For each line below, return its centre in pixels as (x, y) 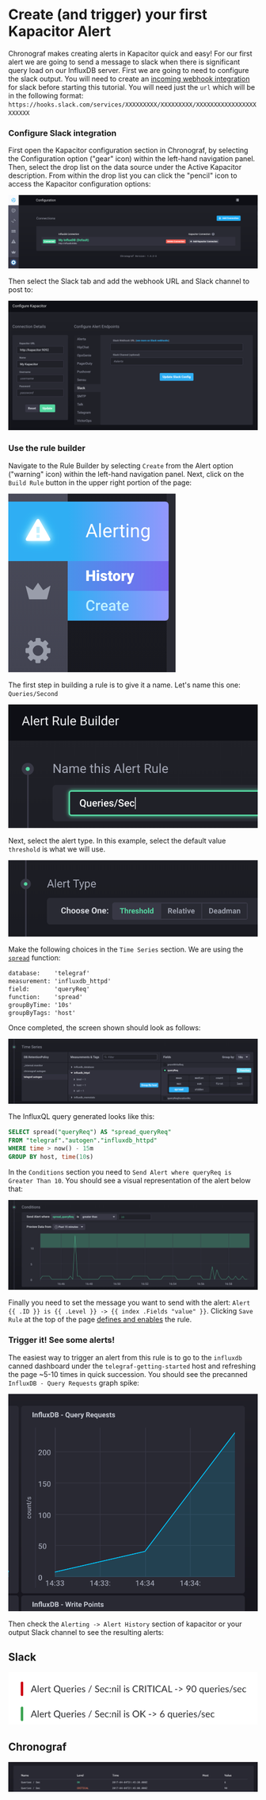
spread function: (34, 957)
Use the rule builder (47, 448)
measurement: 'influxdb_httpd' (60, 981)
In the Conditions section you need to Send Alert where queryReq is (120, 1172)
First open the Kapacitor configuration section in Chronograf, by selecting (128, 150)
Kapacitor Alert (60, 31)
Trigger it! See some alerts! (61, 1340)
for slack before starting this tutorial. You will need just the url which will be (132, 87)
